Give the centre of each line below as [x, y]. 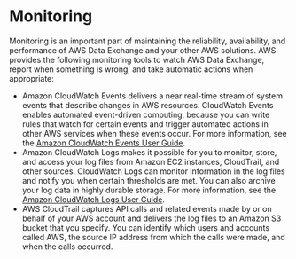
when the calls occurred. [67, 247]
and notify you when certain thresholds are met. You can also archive [149, 180]
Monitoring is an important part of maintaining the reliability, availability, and [148, 41]
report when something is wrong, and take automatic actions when [131, 69]
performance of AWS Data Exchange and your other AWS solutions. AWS [143, 50]
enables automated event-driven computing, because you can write [146, 114]
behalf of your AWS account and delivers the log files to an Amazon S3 [152, 218]
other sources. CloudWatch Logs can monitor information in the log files [153, 171]
